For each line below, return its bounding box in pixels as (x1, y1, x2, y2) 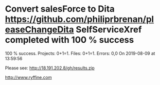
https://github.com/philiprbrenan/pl (5, 14, 154, 25)
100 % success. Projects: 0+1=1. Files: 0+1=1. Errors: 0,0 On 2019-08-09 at (5, 50, 156, 56)
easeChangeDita (5, 24, 74, 35)
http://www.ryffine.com (5, 74, 52, 80)
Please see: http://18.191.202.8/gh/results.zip (5, 65, 95, 71)
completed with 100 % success (5, 34, 134, 46)
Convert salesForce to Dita (5, 3, 115, 15)
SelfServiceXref (75, 24, 142, 35)
